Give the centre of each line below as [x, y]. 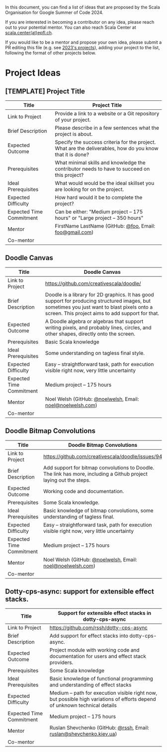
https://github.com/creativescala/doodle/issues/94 [103, 456]
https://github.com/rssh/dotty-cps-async [98, 628]
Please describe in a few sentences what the [107, 128]
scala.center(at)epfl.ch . [29, 33]
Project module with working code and [95, 650]
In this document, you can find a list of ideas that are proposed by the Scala [83, 7]
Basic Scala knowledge [72, 341]
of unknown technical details [83, 705]
